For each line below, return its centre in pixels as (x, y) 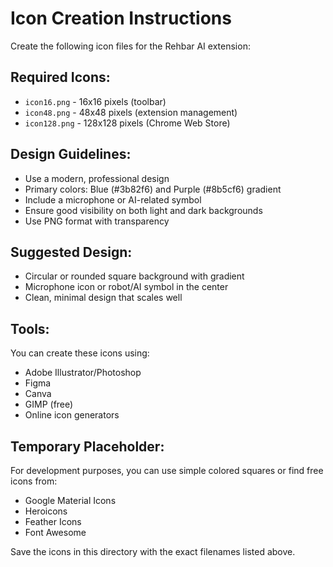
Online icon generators (72, 415)
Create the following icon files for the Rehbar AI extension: (130, 46)
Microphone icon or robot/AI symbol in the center (126, 287)
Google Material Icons (70, 500)
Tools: (30, 328)
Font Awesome (55, 532)
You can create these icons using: (80, 353)
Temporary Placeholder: (87, 446)
